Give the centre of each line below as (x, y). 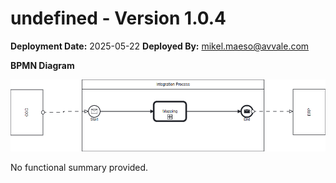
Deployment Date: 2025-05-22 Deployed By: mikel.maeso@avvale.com (160, 46)
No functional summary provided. (79, 167)
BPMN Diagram (42, 65)
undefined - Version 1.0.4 (118, 18)
